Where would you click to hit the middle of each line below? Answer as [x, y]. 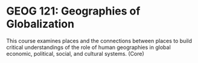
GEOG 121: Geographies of [73, 11]
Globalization [40, 24]
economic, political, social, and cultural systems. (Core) [75, 53]
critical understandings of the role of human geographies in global [88, 47]
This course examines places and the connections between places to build [99, 41]
